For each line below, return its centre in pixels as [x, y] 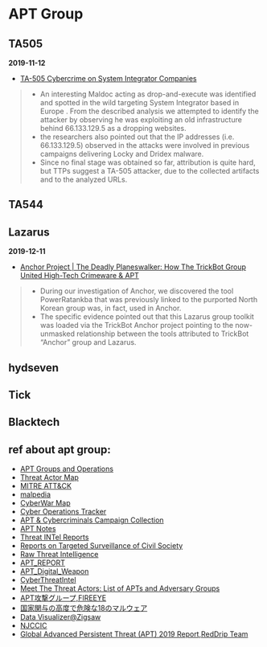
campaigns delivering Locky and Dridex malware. [122, 154]
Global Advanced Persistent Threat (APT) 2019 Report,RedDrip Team [134, 634]
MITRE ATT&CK [46, 486]
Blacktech [34, 422]
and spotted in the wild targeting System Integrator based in [140, 102]
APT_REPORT [43, 563]
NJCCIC [33, 626]
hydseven [33, 368]
